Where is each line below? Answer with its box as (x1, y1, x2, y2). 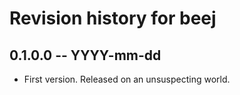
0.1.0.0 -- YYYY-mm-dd (9, 47, 162, 64)
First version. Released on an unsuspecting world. (23, 73, 231, 85)
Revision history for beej (9, 7, 217, 30)
